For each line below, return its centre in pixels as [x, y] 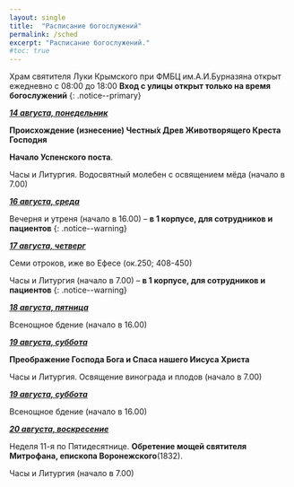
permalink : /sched [43, 34]
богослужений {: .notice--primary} [75, 96]
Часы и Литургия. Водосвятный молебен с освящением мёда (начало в [147, 175]
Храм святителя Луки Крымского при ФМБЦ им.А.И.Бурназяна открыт [145, 76]
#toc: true [30, 51]
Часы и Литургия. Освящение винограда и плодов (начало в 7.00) [136, 377]
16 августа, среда [45, 202]
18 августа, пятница [49, 308]
